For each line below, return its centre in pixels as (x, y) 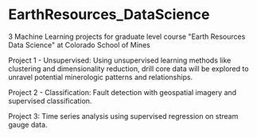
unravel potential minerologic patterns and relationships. (101, 77)
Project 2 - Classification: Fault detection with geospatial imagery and (123, 92)
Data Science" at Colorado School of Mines (80, 44)
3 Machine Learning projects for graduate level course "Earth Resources (127, 36)
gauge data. (28, 124)
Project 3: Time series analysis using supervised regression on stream (123, 116)
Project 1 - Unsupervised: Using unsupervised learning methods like (120, 60)
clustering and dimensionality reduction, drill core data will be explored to (128, 68)
